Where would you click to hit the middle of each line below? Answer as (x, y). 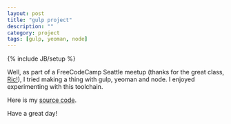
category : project (33, 33)
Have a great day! (32, 114)
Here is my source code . (42, 100)
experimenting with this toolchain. (55, 87)
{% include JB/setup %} (41, 59)
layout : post (26, 13)
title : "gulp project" (40, 20)
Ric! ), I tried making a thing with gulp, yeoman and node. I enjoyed (101, 79)
